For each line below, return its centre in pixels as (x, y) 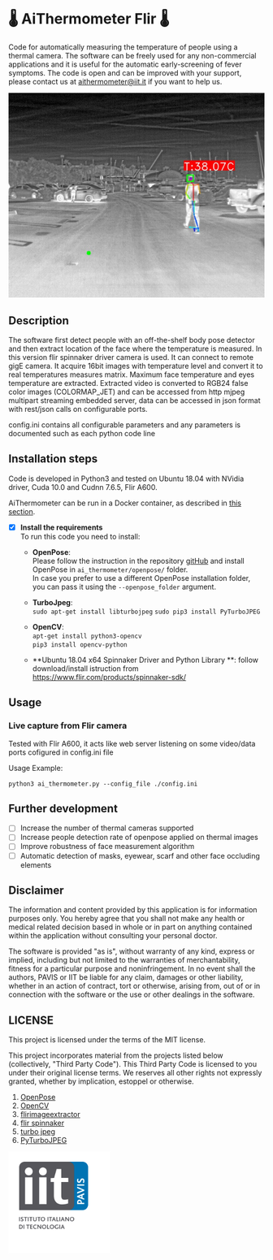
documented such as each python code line (82, 433)
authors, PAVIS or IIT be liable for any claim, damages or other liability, (126, 977)
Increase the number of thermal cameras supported (107, 828)
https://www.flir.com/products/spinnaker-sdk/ (109, 677)
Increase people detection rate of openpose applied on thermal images (139, 838)
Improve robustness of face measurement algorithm (107, 846)
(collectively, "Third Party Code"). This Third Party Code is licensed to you (133, 1064)
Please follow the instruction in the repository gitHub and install (139, 561)
